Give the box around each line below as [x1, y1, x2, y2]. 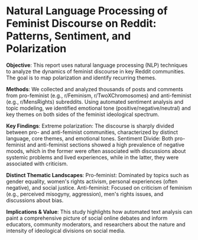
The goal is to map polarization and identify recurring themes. [6, 74, 157, 81]
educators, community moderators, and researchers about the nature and [6, 220, 186, 228]
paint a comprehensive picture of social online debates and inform [6, 215, 168, 222]
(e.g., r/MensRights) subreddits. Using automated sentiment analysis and [6, 98, 184, 105]
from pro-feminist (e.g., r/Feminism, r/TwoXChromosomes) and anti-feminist [6, 92, 191, 99]
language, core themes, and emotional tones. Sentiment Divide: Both [6, 135, 173, 142]
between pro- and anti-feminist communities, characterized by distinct [6, 129, 178, 136]
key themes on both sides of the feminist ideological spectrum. [6, 111, 160, 118]
